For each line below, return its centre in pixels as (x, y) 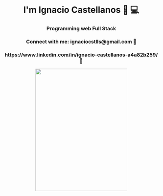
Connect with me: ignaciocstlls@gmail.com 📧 (81, 42)
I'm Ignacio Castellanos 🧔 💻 (81, 10)
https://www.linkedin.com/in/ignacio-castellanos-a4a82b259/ (81, 55)
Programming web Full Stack (81, 29)
